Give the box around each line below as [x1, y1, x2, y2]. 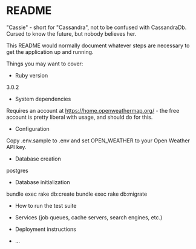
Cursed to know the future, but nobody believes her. [6, 30, 137, 37]
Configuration [15, 125, 50, 132]
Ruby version [15, 71, 48, 79]
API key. [6, 143, 27, 150]
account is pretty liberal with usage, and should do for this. [6, 113, 153, 121]
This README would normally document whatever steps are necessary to [6, 42, 190, 49]
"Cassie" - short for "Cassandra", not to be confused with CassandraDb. [6, 24, 187, 31]
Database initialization [15, 178, 71, 185]
